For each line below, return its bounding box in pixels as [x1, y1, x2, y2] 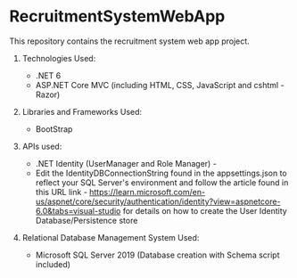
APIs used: [21, 141, 62, 151]
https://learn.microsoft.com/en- [88, 186, 206, 197]
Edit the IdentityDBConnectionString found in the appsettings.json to [35, 168, 287, 178]
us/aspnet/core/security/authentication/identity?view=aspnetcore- [35, 196, 281, 207]
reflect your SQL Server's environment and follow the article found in [35, 176, 289, 188]
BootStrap [35, 123, 73, 135]
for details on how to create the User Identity [122, 205, 287, 216]
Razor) [35, 89, 61, 100]
